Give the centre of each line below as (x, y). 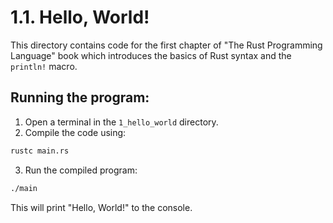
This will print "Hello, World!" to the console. (101, 207)
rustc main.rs (40, 151)
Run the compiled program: (81, 170)
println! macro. (44, 66)
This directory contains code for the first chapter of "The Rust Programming (166, 45)
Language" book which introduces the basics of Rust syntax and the (151, 55)
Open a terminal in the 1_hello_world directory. (121, 122)
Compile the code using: (75, 132)
